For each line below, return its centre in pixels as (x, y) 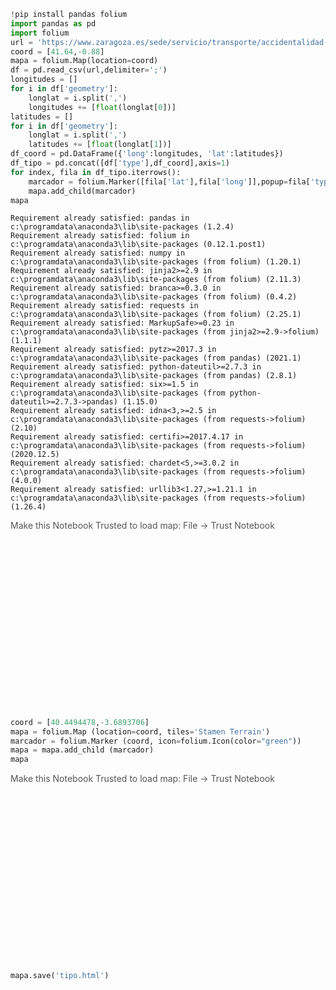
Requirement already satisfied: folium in (100, 236)
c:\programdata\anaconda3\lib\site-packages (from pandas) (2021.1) (156, 358)
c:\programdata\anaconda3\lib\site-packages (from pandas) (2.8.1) (154, 376)
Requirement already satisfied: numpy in (98, 253)
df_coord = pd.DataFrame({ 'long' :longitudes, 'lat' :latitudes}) (147, 154)
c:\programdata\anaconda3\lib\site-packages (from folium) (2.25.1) (156, 315)
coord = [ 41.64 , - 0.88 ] (57, 51)
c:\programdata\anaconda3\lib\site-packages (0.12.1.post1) (138, 245)
